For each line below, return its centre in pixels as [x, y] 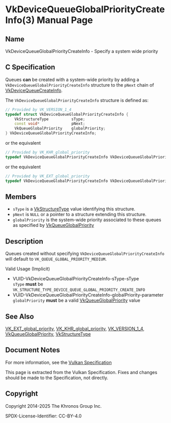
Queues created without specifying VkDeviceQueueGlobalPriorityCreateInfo [85, 254]
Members [21, 196]
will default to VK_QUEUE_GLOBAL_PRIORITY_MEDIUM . [56, 259]
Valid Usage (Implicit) [28, 269]
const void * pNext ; [50, 124]
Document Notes [33, 350]
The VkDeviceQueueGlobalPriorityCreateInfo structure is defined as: [77, 100]
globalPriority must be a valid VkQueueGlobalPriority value [77, 300]
